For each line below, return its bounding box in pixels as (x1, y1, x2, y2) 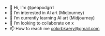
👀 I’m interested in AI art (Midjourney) (9, 10, 85, 16)
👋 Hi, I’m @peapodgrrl (9, 5, 54, 10)
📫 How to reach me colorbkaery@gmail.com (9, 26, 100, 31)
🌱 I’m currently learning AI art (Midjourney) (9, 15, 95, 20)
